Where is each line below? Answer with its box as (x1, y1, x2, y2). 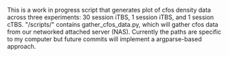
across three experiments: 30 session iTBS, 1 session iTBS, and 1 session (7, 13, 214, 21)
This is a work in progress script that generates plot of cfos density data (7, 6, 212, 14)
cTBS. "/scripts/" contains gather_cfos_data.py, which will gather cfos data (7, 21, 218, 28)
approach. (7, 43, 36, 50)
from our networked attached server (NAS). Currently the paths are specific (7, 27, 222, 36)
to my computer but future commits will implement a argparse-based (7, 35, 203, 43)
